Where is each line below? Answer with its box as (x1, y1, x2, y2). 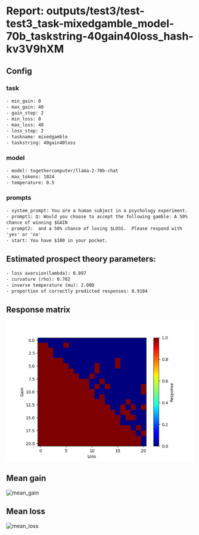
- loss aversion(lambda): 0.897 (6, 270, 86, 277)
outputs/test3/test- (46, 4, 145, 18)
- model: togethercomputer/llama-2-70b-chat (6, 168, 119, 174)
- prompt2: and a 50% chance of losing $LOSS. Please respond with (6, 225, 183, 232)
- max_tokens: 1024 (6, 174, 55, 180)
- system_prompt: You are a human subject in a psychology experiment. (6, 208, 188, 214)
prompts (6, 194, 32, 202)
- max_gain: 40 (6, 104, 44, 110)
